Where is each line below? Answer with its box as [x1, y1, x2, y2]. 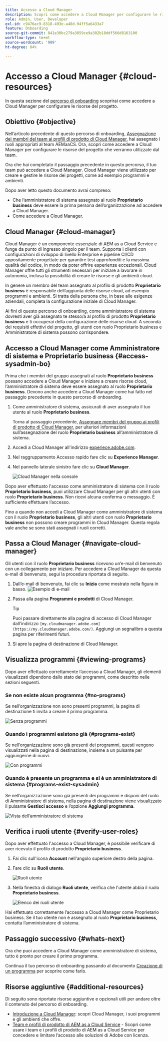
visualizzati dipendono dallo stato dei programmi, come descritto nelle [5, 674, 150, 680]
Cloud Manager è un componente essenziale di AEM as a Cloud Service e [5, 241, 157, 247]
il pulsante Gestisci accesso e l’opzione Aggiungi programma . [5, 803, 135, 809]
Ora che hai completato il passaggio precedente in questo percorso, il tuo [5, 162, 156, 168]
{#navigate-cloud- [81, 539, 141, 548]
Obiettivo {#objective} [5, 117, 76, 126]
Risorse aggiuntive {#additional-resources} [5, 982, 144, 991]
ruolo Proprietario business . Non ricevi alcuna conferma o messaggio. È [5, 494, 155, 499]
